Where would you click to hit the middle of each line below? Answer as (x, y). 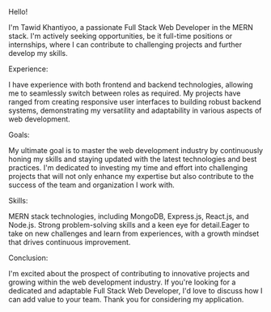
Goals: (19, 135)
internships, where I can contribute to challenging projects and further (125, 45)
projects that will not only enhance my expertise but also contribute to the (131, 176)
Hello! (18, 12)
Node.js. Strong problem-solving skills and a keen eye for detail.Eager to (129, 225)
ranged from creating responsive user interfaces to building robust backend (135, 102)
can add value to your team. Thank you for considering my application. (126, 299)
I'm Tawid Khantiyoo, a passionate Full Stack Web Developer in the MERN (131, 27)
